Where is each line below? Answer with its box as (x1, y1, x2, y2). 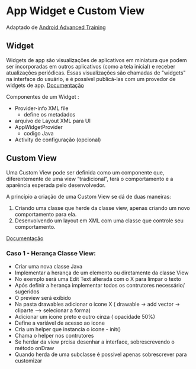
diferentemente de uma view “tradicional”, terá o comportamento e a (6, 175, 173, 182)
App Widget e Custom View (6, 4, 145, 18)
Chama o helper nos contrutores (14, 332, 94, 339)
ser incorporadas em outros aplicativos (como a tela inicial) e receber (6, 63, 176, 70)
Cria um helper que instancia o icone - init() (14, 325, 121, 332)
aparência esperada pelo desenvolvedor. (6, 182, 106, 189)
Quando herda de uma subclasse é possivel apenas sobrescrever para (14, 351, 187, 358)
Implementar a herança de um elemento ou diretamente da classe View (14, 269, 189, 276)
